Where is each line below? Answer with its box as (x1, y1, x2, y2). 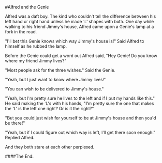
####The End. (5, 153, 34, 159)
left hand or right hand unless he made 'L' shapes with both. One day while (5, 19, 154, 24)
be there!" (5, 120, 25, 126)
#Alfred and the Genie (5, 4, 49, 10)
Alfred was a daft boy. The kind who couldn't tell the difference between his (5, 14, 156, 19)
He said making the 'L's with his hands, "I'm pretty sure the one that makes (5, 101, 154, 106)
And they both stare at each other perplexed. (5, 144, 95, 149)
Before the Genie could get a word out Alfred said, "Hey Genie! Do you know (5, 53, 158, 59)
